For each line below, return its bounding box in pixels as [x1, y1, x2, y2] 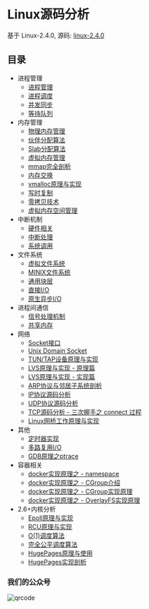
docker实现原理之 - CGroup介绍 [27, 478, 121, 487]
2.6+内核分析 [17, 505, 56, 513]
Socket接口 [27, 338, 61, 346]
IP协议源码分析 [27, 390, 72, 399]
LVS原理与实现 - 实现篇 [27, 372, 96, 381]
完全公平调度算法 [27, 540, 78, 548]
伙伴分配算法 [27, 135, 65, 144]
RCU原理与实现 [27, 522, 72, 531]
